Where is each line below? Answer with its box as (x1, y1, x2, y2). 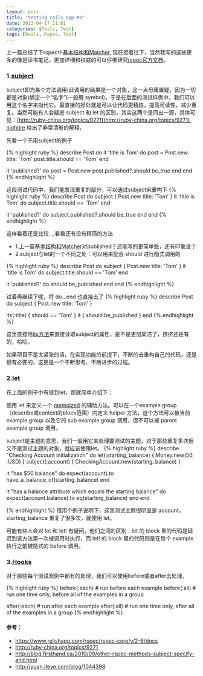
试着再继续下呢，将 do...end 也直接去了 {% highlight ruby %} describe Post (6, 293, 193, 300)
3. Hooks (6, 557, 32, 566)
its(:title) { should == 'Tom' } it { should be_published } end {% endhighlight (6, 312, 194, 319)
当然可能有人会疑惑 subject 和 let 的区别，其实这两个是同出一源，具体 (16, 109, 190, 116)
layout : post (6, 8, 39, 15)
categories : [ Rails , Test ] (6, 25, 74, 32)
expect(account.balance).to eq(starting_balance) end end (6, 494, 150, 501)
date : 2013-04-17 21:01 (6, 20, 66, 26)
